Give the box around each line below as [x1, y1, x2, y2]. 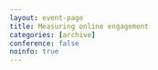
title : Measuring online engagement [9, 22, 149, 31]
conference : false [9, 38, 79, 48]
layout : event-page [9, 13, 84, 23]
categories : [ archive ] [9, 30, 96, 39]
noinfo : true [9, 47, 59, 56]
